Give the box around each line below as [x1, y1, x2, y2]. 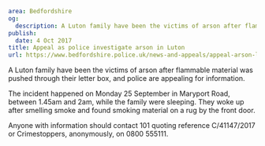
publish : [8, 29, 37, 37]
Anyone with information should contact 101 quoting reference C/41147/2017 [8, 121, 256, 130]
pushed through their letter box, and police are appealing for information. [8, 74, 246, 83]
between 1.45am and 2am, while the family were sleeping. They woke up [8, 97, 244, 107]
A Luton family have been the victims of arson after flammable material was [8, 65, 254, 75]
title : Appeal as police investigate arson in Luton [8, 44, 185, 52]
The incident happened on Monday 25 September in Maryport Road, [8, 89, 230, 98]
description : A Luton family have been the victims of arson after [15, 22, 242, 30]
